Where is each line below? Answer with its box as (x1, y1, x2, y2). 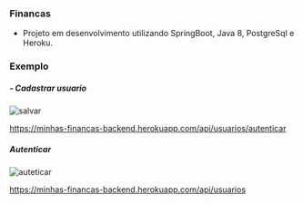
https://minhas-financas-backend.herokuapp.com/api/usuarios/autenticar (9, 123, 287, 134)
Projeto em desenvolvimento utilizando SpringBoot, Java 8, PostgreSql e (22, 28, 295, 39)
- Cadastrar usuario (9, 83, 87, 93)
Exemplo (9, 60, 49, 73)
